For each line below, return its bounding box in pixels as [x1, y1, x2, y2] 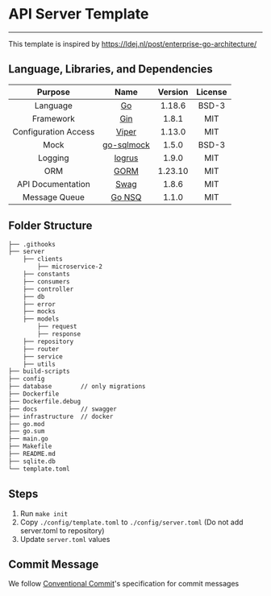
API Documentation [16, 178, 90, 189]
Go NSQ [110, 191, 142, 202]
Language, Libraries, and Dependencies [8, 62, 214, 77]
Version [157, 86, 189, 97]
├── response [37, 330, 81, 338]
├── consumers [23, 277, 70, 286]
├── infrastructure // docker [8, 412, 114, 420]
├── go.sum [8, 428, 45, 436]
